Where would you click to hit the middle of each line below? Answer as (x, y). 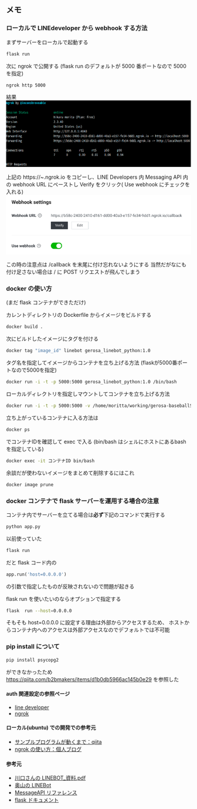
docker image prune (30, 484)
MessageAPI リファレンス (46, 793)
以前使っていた (24, 539)
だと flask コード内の (31, 562)
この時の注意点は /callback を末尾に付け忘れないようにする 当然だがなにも (96, 265)
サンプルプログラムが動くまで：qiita (58, 741)
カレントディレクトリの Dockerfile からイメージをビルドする (79, 315)
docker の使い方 (29, 289)
